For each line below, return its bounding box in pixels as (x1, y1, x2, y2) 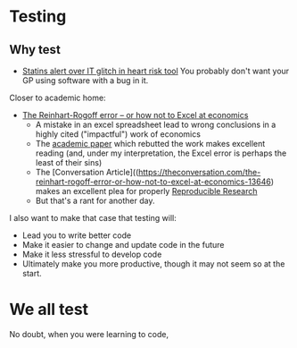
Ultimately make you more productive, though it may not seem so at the (21, 259, 285, 269)
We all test (9, 300, 89, 319)
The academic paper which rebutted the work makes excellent (35, 139, 266, 149)
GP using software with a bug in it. (21, 75, 149, 86)
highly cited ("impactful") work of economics (35, 129, 201, 140)
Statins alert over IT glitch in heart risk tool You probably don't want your (21, 65, 290, 76)
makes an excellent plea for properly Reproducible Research (35, 186, 258, 196)
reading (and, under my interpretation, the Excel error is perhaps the (35, 148, 287, 158)
